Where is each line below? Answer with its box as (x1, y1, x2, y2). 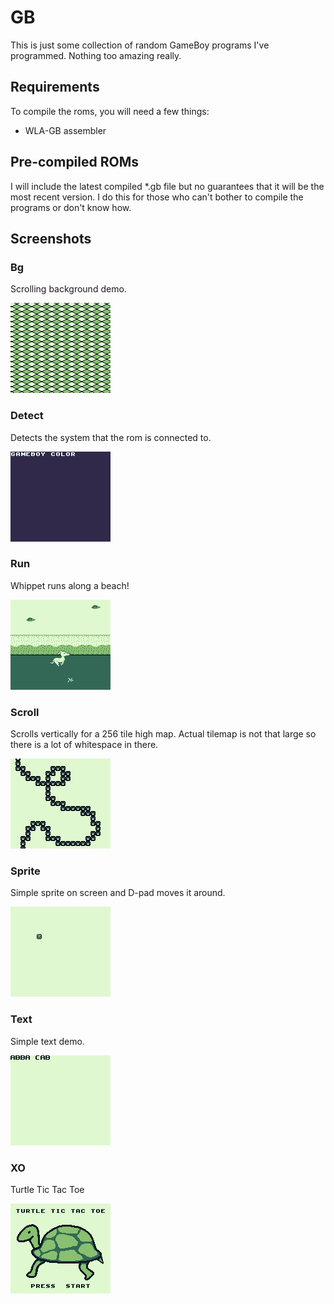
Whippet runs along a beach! (10, 579, 130, 591)
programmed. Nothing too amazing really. (10, 49, 182, 61)
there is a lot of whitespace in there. (10, 739, 159, 751)
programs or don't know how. (10, 201, 132, 213)
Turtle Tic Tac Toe (10, 1184, 85, 1196)
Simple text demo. (10, 1035, 85, 1047)
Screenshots (10, 230, 92, 247)
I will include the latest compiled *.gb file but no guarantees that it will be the (10, 180, 325, 192)
